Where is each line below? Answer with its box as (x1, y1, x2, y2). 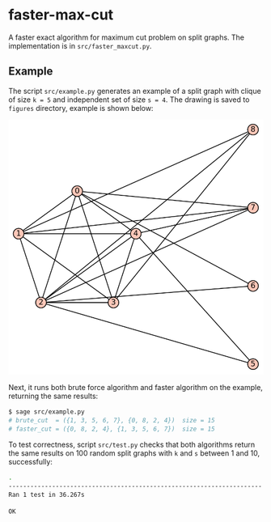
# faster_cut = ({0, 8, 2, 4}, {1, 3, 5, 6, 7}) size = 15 (8, 425, 216, 434)
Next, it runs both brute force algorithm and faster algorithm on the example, (8, 383, 263, 393)
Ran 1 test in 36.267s (8, 490, 85, 499)
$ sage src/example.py (8, 408, 85, 416)
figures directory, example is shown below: (8, 103, 154, 112)
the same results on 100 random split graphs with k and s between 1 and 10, (8, 448, 260, 458)
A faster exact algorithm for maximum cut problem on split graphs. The (8, 32, 245, 42)
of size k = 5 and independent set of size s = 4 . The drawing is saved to (8, 95, 250, 104)
